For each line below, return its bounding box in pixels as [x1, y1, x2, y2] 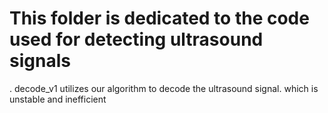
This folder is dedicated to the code [9, 7, 310, 30]
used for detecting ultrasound [9, 28, 264, 51]
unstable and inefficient [9, 93, 107, 105]
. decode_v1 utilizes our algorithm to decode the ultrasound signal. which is [9, 82, 319, 94]
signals [9, 50, 71, 72]
